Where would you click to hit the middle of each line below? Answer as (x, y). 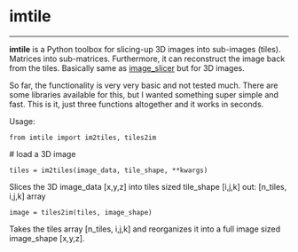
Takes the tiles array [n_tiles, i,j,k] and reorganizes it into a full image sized (145, 229)
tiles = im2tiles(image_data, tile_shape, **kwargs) (109, 170)
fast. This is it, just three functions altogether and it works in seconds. (137, 104)
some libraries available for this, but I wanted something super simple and (144, 94)
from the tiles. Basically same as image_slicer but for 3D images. (127, 67)
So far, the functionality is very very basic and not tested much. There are (144, 85)
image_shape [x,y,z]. (47, 238)
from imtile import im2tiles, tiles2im (83, 138)
